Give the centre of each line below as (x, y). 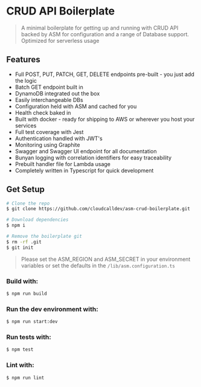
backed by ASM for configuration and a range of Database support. (105, 34)
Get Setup (26, 189)
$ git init (20, 248)
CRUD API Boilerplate (61, 11)
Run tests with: (29, 337)
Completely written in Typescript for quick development (84, 170)
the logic (26, 80)
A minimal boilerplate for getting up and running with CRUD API (100, 28)
